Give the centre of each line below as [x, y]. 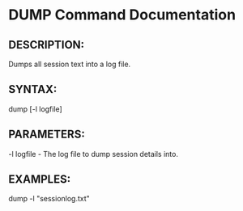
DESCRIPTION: [47, 45]
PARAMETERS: [47, 135]
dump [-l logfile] [35, 109]
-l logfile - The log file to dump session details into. [93, 154]
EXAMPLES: [40, 179]
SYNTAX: [33, 89]
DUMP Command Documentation [122, 15]
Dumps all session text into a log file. [70, 64]
